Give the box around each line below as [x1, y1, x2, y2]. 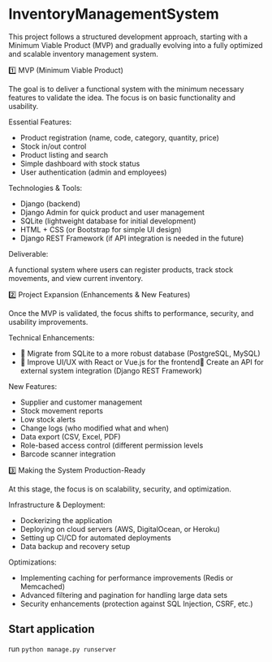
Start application [8, 622, 95, 636]
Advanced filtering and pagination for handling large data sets [19, 590, 228, 599]
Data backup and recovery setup [19, 541, 131, 551]
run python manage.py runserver [8, 643, 116, 654]
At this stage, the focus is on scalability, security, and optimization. [8, 484, 231, 494]
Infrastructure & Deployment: [8, 500, 106, 509]
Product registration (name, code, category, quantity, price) [19, 132, 219, 142]
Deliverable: [8, 249, 49, 258]
